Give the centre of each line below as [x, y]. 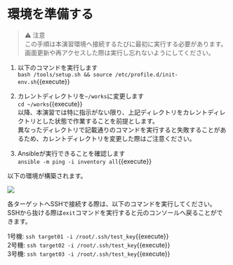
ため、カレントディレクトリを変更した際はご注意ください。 [109, 138]
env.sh [27, 82]
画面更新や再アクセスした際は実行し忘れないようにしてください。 [119, 53]
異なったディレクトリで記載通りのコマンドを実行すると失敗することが [119, 130]
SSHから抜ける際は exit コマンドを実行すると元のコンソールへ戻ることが [112, 212]
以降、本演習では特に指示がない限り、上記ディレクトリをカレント [113, 112]
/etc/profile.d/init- [146, 74]
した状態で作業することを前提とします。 [100, 121]
